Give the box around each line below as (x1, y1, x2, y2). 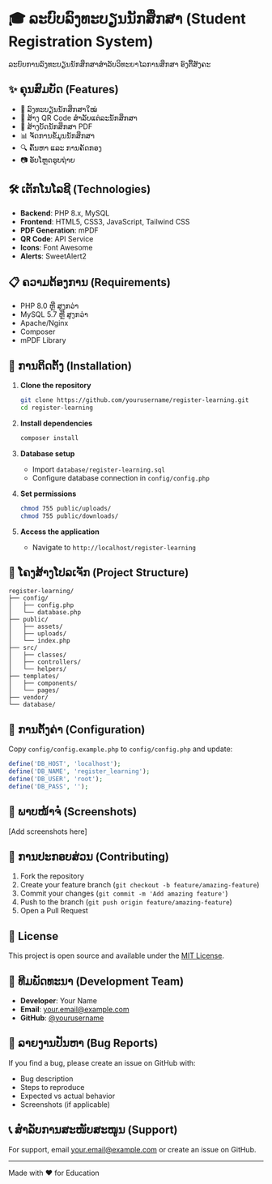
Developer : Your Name (19, 995, 97, 1005)
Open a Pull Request (19, 906, 89, 916)
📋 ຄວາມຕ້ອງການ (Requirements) (8, 276, 172, 289)
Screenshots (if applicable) (19, 1099, 111, 1109)
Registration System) (8, 32, 154, 51)
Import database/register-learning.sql (32, 464, 166, 474)
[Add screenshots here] (8, 827, 87, 836)
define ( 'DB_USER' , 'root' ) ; (8, 775, 104, 783)
